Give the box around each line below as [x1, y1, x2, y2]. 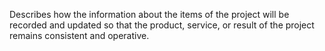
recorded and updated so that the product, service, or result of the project [9, 19, 315, 31]
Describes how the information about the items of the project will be [9, 9, 290, 20]
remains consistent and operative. [9, 30, 150, 41]
